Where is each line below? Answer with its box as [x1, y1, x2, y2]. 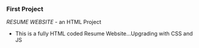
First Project [6, 5, 44, 13]
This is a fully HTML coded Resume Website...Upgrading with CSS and [15, 30, 194, 37]
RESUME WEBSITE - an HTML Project [6, 19, 102, 26]
